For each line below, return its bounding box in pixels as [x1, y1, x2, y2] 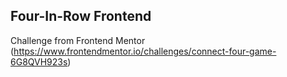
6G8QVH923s [10, 55, 68, 68]
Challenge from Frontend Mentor [10, 34, 146, 46]
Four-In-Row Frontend [10, 8, 152, 25]
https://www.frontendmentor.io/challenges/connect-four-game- [13, 45, 277, 57]
